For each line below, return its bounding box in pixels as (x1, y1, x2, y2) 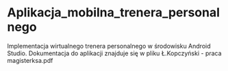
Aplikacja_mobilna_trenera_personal (7, 5, 220, 20)
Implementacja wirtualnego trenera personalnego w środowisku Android (7, 42, 211, 50)
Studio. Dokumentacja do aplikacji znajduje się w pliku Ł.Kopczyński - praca (7, 49, 222, 57)
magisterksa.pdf (7, 56, 53, 64)
